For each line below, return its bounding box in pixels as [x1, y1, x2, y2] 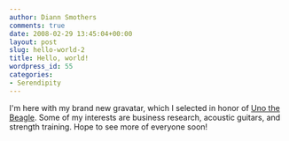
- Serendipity [9, 78, 62, 87]
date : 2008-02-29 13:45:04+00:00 [9, 29, 133, 38]
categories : [9, 70, 53, 79]
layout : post [9, 37, 58, 47]
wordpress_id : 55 [9, 63, 74, 71]
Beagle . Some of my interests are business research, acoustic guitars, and [9, 112, 281, 122]
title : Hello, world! [9, 54, 90, 63]
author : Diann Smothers [9, 12, 98, 22]
